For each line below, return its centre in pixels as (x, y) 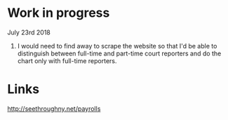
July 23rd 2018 (29, 32)
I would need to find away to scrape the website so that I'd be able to (117, 46)
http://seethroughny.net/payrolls (54, 108)
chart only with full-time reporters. (67, 60)
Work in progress (59, 13)
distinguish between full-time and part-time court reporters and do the (119, 53)
